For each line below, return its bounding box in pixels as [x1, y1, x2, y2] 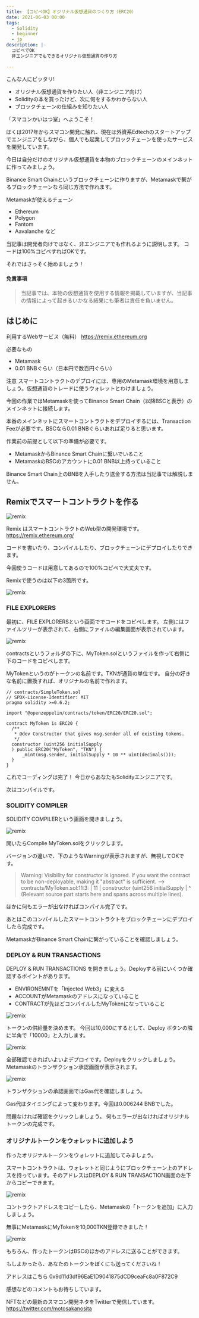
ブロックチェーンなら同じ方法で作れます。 [11, 183, 115, 191]
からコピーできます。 [6, 1179, 58, 1186]
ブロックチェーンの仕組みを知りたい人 [14, 102, 109, 110]
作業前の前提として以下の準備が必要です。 [6, 437, 110, 444]
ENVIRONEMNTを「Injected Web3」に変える [14, 985, 125, 992]
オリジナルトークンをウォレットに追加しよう [6, 1137, 134, 1145]
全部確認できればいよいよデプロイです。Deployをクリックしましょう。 [6, 1056, 179, 1063]
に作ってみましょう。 [6, 163, 58, 170]
